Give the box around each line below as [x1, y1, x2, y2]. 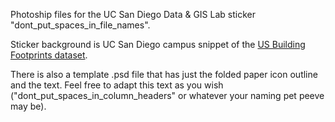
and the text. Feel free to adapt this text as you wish [10, 79, 224, 91]
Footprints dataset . [10, 49, 88, 61]
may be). [10, 100, 47, 112]
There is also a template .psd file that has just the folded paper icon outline [10, 69, 318, 80]
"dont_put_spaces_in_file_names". [10, 19, 151, 31]
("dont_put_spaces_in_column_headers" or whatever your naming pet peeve [10, 90, 325, 101]
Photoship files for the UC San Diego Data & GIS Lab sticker [10, 9, 256, 20]
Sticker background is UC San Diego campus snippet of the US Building [10, 39, 306, 50]
